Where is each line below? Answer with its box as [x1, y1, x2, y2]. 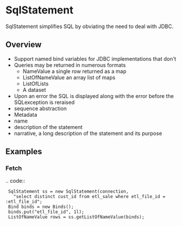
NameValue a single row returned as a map [22, 68, 126, 75]
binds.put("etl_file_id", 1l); [8, 209, 84, 215]
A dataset [22, 86, 46, 93]
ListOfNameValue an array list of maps [22, 74, 115, 81]
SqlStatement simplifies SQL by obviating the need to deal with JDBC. [5, 23, 174, 30]
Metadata [13, 111, 37, 118]
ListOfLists [22, 80, 49, 87]
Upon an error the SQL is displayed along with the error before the [13, 92, 174, 99]
